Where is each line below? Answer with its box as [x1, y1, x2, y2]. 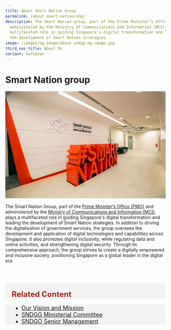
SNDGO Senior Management [21, 318, 99, 325]
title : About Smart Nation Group [5, 8, 76, 13]
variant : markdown [5, 51, 44, 56]
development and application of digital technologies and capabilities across [5, 230, 164, 237]
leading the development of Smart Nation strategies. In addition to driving [5, 220, 159, 226]
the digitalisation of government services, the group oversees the [5, 225, 142, 231]
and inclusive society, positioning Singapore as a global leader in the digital [5, 252, 163, 258]
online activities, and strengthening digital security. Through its [5, 242, 137, 248]
